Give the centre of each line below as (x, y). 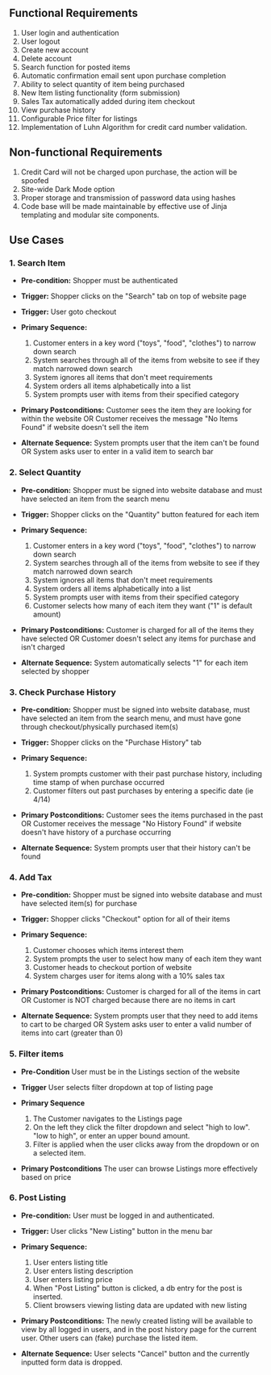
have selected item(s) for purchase (79, 904)
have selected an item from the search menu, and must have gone (131, 718)
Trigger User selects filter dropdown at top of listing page (117, 1087)
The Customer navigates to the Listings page (107, 1118)
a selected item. (59, 1152)
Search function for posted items (75, 67)
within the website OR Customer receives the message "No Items (129, 419)
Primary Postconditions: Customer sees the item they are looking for (136, 410)
